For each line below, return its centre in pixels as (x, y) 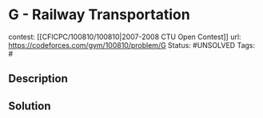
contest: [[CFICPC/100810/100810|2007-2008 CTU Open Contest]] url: (125, 37)
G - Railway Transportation (99, 15)
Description (38, 79)
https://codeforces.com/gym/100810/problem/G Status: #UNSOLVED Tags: (132, 45)
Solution (30, 106)
